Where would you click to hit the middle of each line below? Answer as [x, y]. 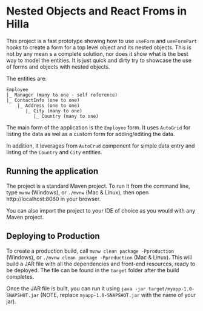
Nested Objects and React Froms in [97, 11]
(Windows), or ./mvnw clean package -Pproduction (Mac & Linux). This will [99, 257]
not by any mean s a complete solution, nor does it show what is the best [98, 53]
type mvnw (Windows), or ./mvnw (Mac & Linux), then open [78, 192]
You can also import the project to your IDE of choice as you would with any [101, 210]
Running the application [52, 171]
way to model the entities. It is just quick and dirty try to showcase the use [99, 60]
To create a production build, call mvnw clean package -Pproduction [90, 251]
